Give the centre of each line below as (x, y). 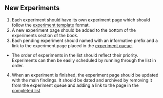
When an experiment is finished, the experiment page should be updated (85, 75)
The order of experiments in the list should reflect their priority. (75, 55)
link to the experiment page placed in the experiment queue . (72, 45)
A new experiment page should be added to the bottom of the (74, 30)
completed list (26, 90)
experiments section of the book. (45, 35)
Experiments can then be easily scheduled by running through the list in (84, 60)
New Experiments (32, 8)
